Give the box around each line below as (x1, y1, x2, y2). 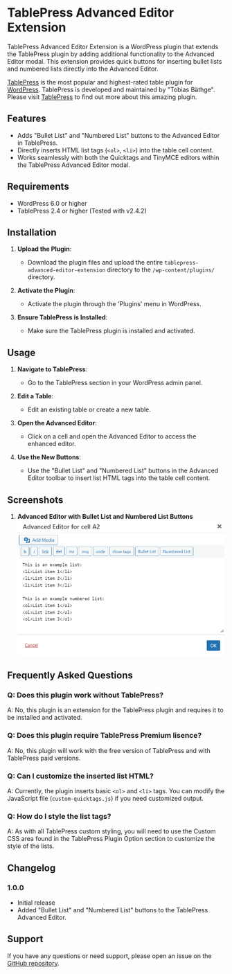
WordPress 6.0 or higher (17, 199, 87, 207)
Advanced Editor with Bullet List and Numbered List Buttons (17, 513, 193, 520)
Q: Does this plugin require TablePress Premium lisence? (7, 731, 202, 741)
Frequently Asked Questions (7, 670, 134, 682)
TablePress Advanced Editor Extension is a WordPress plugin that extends (7, 42, 219, 51)
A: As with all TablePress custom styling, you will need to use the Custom (7, 827, 216, 835)
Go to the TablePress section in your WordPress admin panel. (27, 379, 203, 387)
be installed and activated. (7, 714, 83, 722)
